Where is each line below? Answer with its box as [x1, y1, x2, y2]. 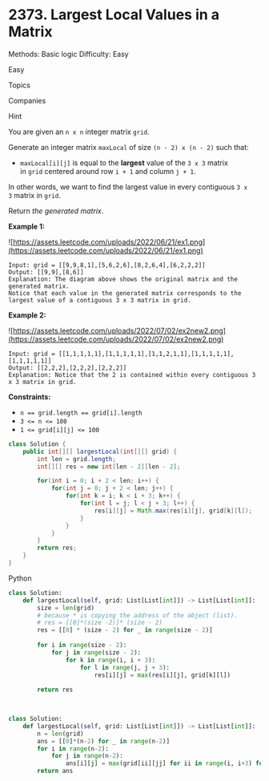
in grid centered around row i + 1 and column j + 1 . [19, 166, 196, 176]
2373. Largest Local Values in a [8, 6, 220, 24]
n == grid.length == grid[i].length [19, 409, 143, 417]
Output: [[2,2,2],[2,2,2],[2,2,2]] [8, 363, 127, 372]
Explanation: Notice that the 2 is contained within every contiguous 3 [8, 370, 256, 378]
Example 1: [8, 221, 46, 231]
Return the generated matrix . [8, 206, 104, 216]
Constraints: [8, 391, 51, 402]
